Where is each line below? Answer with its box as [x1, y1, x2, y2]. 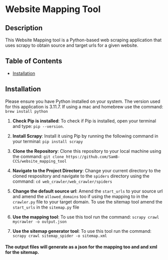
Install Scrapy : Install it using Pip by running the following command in [12, 133, 159, 139]
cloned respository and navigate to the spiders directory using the [12, 173, 149, 179]
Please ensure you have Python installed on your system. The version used [5, 98, 160, 104]
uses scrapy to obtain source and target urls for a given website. [5, 42, 139, 48]
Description [5, 24, 43, 32]
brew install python [5, 109, 49, 114]
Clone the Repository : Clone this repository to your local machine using [12, 148, 161, 154]
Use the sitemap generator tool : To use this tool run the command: [12, 228, 152, 234]
